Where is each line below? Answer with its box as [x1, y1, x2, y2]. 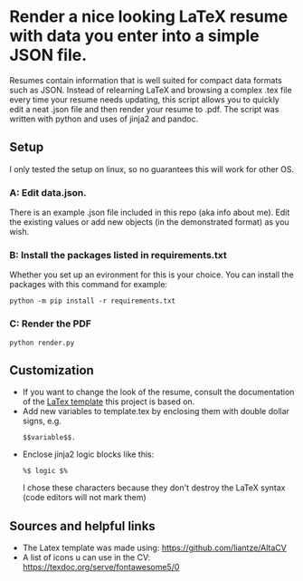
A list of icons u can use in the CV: [22, 552, 151, 563]
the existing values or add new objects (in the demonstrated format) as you [9, 217, 289, 228]
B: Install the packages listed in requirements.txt [9, 248, 228, 261]
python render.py [9, 338, 75, 347]
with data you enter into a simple [9, 25, 260, 46]
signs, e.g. [22, 415, 62, 427]
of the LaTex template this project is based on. [22, 396, 195, 407]
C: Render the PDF [9, 317, 92, 330]
